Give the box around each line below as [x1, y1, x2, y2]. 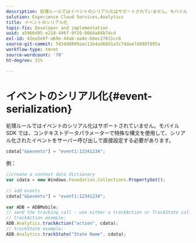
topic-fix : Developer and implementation [6, 25, 108, 31]
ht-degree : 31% [6, 57, 43, 63]
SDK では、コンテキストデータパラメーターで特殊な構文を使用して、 [6, 130, 170, 137]
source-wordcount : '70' [6, 52, 64, 58]
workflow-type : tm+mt [6, 47, 59, 53]
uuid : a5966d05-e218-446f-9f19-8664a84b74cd [6, 30, 116, 36]
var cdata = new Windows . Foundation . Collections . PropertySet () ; [6, 177, 166, 183]
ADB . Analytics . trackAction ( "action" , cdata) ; [6, 220, 118, 227]
